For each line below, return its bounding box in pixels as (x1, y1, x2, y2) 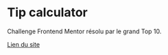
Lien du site (7, 40, 40, 48)
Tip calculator (7, 5, 88, 20)
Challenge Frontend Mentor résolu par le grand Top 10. (7, 27, 162, 35)
